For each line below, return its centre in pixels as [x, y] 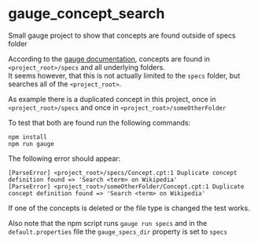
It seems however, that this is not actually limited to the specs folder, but [124, 75]
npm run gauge [31, 144]
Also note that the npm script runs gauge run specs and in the [108, 223]
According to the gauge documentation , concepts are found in [109, 59]
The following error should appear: [64, 158]
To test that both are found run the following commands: [100, 122]
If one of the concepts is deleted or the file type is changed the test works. [129, 208]
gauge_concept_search [87, 14]
